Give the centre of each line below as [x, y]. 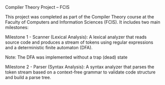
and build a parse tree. [28, 77]
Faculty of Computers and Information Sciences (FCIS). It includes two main [83, 22]
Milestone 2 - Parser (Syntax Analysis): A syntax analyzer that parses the [80, 67]
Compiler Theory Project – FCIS [37, 7]
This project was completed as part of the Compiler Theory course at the [80, 17]
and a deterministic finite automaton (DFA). [49, 47]
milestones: [17, 27]
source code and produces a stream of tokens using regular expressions [79, 42]
